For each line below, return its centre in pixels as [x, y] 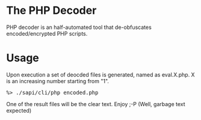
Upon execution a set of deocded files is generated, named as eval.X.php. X [100, 74]
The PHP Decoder [51, 11]
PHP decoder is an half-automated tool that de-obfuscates [79, 27]
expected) [19, 110]
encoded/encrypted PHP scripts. [47, 33]
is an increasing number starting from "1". [58, 81]
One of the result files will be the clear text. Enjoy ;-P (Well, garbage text [96, 104]
